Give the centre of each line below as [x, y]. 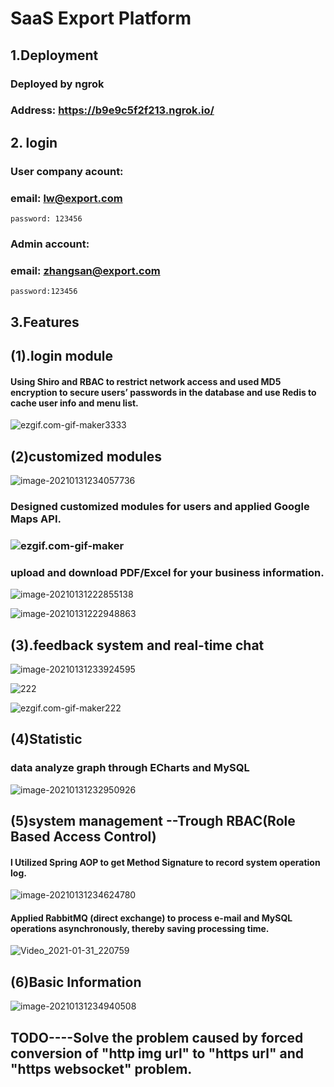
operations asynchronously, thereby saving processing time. [140, 928]
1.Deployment [54, 55]
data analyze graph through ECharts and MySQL [130, 768]
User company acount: [67, 171]
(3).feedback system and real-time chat [137, 645]
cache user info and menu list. [74, 403]
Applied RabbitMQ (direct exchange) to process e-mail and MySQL [151, 918]
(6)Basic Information [76, 982]
